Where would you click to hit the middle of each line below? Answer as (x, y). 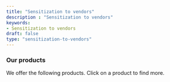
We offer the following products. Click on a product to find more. (86, 73)
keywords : (18, 23)
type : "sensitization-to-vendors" (49, 39)
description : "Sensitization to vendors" (60, 17)
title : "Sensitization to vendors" (50, 12)
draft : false (22, 34)
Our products (26, 60)
